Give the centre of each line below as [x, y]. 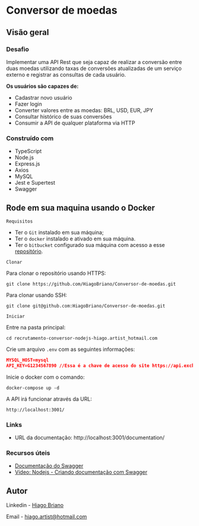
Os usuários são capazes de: [42, 86]
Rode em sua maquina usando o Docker [81, 207]
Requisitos [20, 221]
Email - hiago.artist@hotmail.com [46, 517]
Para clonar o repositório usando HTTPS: [56, 273]
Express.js [27, 164]
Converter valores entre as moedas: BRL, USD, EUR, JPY [84, 110]
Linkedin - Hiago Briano [35, 505]
